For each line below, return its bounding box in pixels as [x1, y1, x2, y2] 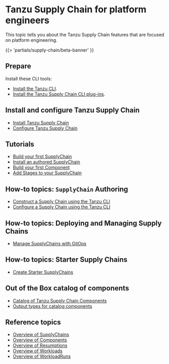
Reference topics [5, 318, 61, 327]
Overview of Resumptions [12, 342, 68, 349]
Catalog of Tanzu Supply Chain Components [12, 297, 107, 304]
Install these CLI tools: [5, 76, 52, 82]
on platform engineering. [5, 37, 58, 43]
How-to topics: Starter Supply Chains [5, 256, 128, 264]
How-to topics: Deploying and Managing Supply [5, 219, 162, 227]
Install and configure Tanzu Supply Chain [5, 106, 140, 115]
